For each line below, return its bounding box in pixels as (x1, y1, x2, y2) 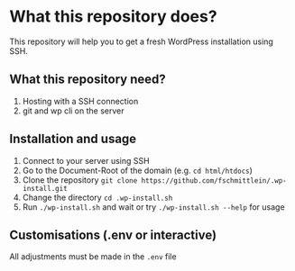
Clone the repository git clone (22, 174, 138, 185)
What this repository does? (9, 6, 218, 27)
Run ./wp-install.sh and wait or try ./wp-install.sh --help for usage (22, 201, 286, 212)
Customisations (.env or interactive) (9, 227, 217, 242)
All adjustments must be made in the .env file (9, 251, 178, 262)
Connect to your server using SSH (22, 155, 151, 166)
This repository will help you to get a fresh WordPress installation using (9, 36, 273, 47)
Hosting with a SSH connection (22, 95, 139, 106)
